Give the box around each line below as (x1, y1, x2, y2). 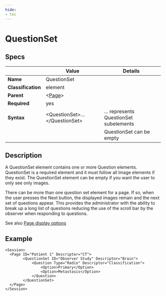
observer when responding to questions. (5, 211, 88, 216)
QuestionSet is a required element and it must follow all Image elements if (5, 169, 155, 175)
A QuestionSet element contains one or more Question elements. (5, 164, 137, 170)
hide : (5, 7, 16, 12)
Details (123, 67, 140, 74)
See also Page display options (5, 220, 67, 226)
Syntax (7, 114, 25, 121)
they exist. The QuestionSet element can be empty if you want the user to (5, 175, 155, 181)
